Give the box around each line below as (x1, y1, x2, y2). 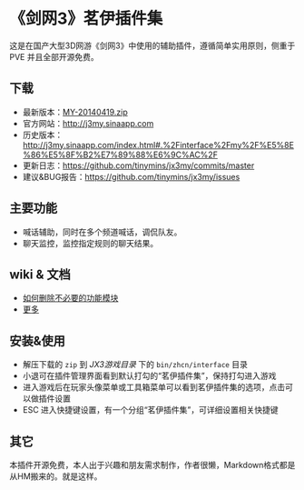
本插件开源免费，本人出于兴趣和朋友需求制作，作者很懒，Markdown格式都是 (9, 460, 296, 470)
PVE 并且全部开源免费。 (9, 51, 99, 62)
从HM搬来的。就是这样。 (9, 471, 103, 482)
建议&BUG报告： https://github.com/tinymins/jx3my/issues (22, 171, 240, 182)
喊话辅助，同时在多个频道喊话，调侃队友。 (22, 226, 182, 237)
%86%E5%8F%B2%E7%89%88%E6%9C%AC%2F (22, 149, 218, 160)
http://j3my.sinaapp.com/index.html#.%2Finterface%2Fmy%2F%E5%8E (22, 139, 295, 150)
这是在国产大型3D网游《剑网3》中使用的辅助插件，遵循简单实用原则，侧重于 (9, 40, 296, 51)
